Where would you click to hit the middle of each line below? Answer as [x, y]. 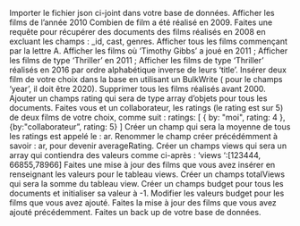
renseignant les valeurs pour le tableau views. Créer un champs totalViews [147, 174]
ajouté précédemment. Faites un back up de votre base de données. [135, 212]
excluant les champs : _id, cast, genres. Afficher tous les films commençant [149, 41]
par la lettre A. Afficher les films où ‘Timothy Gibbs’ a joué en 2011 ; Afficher [149, 51]
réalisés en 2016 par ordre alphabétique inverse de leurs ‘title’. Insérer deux [148, 70]
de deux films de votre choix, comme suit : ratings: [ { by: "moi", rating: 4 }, [147, 117]
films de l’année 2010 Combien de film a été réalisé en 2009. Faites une [141, 22]
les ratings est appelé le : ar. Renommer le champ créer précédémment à [144, 136]
